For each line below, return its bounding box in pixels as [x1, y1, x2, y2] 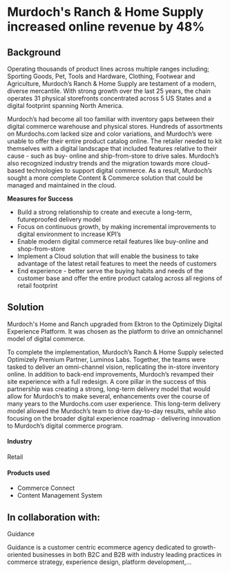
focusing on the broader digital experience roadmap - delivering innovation [7, 414, 221, 422]
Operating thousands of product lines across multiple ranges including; [7, 65, 209, 73]
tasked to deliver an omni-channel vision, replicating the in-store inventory [7, 363, 220, 371]
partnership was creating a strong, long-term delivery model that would [7, 385, 211, 393]
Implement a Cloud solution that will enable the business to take [17, 252, 199, 260]
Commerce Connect [17, 484, 75, 492]
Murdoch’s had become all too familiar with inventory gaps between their [7, 115, 215, 123]
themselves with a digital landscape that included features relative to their [7, 145, 218, 152]
